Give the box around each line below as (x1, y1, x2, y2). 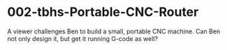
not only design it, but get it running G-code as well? (7, 34, 159, 42)
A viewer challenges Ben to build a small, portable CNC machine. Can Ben (7, 27, 221, 35)
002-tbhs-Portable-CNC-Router (7, 4, 199, 20)
